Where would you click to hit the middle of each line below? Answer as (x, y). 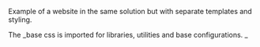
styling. (20, 20)
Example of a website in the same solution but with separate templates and (130, 11)
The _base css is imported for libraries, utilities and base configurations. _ (128, 35)
